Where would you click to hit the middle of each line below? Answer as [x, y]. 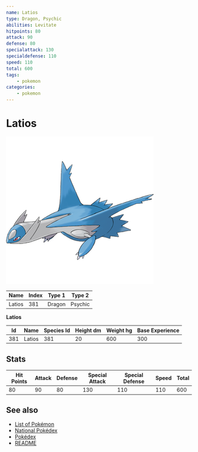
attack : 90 [19, 38]
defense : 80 [21, 44]
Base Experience [158, 330]
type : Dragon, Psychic [34, 19]
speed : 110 [19, 62]
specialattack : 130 [30, 50]
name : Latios [22, 12]
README [26, 443]
